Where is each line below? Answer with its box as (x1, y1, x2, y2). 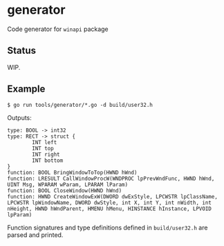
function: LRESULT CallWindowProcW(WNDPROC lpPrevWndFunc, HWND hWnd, (7, 175, 215, 182)
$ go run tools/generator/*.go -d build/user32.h (7, 101, 153, 108)
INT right (32, 151, 60, 158)
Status (7, 45, 37, 57)
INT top (32, 145, 54, 152)
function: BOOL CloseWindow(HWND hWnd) (7, 187, 122, 194)
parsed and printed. (7, 230, 64, 239)
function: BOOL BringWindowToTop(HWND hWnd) (7, 169, 138, 176)
